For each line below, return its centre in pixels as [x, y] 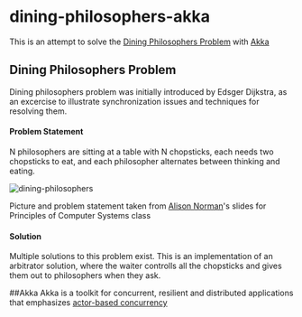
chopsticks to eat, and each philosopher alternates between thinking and [145, 161]
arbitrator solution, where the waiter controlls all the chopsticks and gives [146, 266]
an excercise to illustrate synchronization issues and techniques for [134, 101]
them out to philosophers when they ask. [85, 275]
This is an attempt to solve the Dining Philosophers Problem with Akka [139, 42]
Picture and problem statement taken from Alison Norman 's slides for [138, 206]
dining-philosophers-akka [110, 17]
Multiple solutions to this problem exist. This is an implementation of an [141, 256]
